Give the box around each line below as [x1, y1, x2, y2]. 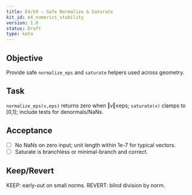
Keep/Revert [6, 166, 54, 176]
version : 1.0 [6, 20, 39, 26]
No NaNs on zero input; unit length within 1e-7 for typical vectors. [14, 141, 176, 148]
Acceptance [6, 126, 52, 136]
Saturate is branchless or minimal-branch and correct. [14, 148, 148, 155]
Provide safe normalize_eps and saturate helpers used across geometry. [6, 69, 185, 76]
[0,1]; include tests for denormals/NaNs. [6, 108, 104, 115]
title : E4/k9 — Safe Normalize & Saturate [6, 8, 113, 15]
